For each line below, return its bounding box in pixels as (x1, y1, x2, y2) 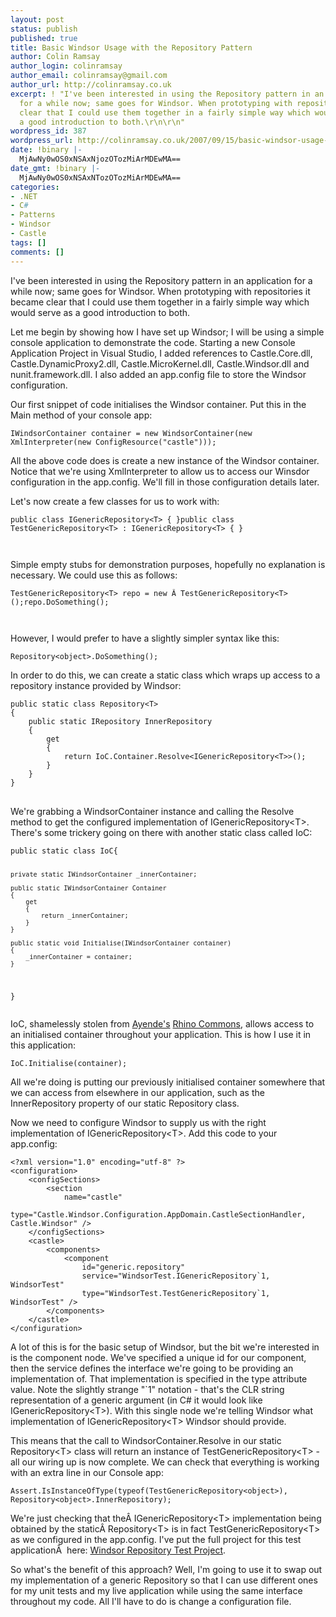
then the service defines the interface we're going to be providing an (10, 1362, 294, 1375)
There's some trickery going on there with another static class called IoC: (10, 826, 313, 838)
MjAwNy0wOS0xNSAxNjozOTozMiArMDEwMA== (19, 154, 182, 164)
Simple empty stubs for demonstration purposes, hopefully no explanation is (10, 558, 326, 570)
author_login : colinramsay (10, 61, 123, 71)
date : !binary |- (10, 145, 83, 155)
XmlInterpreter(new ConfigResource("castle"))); (10, 437, 217, 447)
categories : (10, 182, 60, 192)
